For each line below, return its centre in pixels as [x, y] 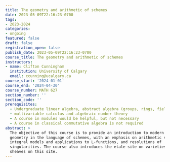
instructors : [19, 62]
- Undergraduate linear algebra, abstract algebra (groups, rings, [82, 109]
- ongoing [16, 34]
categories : [18, 29]
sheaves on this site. [34, 152]
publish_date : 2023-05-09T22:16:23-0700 [49, 52]
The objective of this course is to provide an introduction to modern [87, 133]
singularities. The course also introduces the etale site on [77, 147]
